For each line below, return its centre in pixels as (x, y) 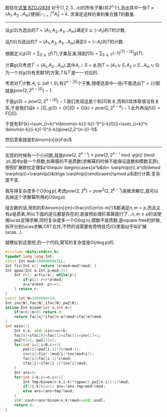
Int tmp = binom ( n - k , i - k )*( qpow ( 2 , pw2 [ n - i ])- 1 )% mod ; (77, 382)
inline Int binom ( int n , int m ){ (39, 308)
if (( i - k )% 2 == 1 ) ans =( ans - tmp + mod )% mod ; (64, 387)
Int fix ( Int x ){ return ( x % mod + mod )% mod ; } (51, 266)
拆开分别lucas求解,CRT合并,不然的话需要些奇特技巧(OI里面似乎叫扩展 (76, 226)
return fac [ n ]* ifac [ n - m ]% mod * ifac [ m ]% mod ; (59, 317)
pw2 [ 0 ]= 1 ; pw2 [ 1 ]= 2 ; (35, 340)
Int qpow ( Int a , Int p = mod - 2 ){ (37, 270)
